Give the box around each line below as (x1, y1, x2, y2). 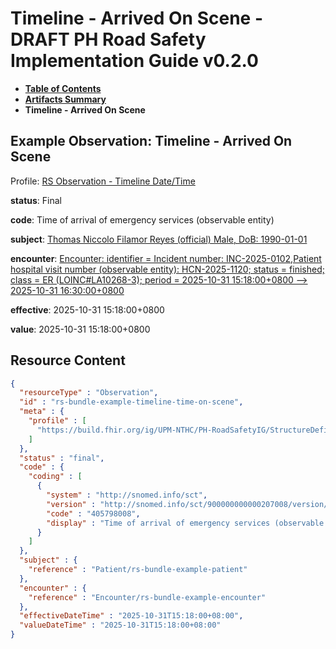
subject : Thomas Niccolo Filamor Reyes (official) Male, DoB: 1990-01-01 (10, 233, 308, 245)
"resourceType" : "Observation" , (19, 388, 159, 398)
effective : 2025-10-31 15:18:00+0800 (10, 303, 165, 316)
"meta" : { (19, 407, 65, 417)
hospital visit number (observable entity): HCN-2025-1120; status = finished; (10, 263, 325, 275)
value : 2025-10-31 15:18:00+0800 (10, 323, 151, 335)
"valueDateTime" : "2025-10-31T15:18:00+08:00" (19, 620, 222, 631)
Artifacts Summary (24, 93, 107, 105)
